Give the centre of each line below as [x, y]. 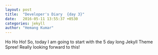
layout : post [18, 10]
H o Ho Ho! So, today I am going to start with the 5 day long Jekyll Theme [79, 42]
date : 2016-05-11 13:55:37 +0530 [42, 19]
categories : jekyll [25, 23]
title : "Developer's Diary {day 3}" [45, 14]
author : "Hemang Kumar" [30, 28]
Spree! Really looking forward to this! [43, 47]
